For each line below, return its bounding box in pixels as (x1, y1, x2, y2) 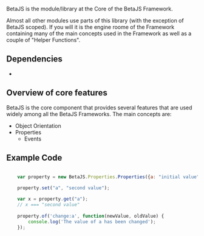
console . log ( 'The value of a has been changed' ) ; (28, 218, 156, 224)
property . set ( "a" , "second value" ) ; (17, 185, 110, 191)
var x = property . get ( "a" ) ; (17, 196, 88, 203)
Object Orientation (15, 122, 62, 130)
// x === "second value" (17, 202, 80, 208)
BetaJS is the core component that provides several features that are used (6, 103, 192, 111)
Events (24, 135, 41, 142)
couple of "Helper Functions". (6, 36, 81, 43)
